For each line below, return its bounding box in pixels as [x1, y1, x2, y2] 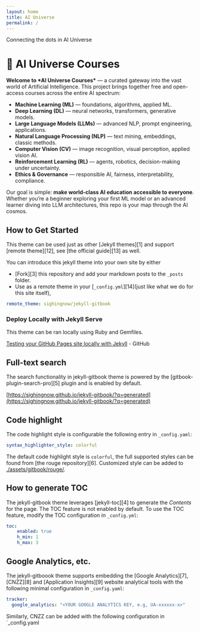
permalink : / [6, 20, 39, 26]
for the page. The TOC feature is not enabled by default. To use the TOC [6, 505, 184, 512]
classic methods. [14, 139, 57, 146]
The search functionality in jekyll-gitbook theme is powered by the [6, 374, 170, 381]
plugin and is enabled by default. [61, 380, 142, 387]
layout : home [6, 8, 39, 15]
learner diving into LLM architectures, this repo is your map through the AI [6, 201, 188, 209]
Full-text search [6, 357, 67, 368]
